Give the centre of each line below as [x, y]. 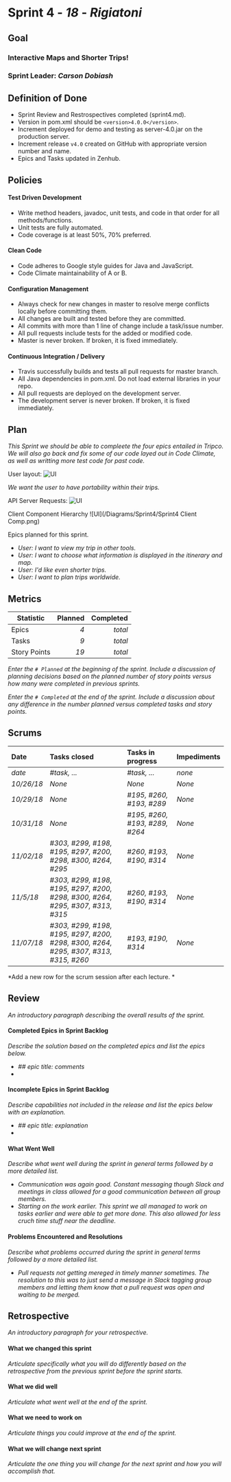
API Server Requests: [38, 501]
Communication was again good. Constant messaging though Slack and [121, 1185]
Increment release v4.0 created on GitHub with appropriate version [112, 144]
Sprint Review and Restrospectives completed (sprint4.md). [102, 115]
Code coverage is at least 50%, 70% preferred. [84, 234]
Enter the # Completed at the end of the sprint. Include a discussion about [111, 697]
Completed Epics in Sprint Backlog [58, 1031]
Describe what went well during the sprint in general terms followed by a [110, 1164]
